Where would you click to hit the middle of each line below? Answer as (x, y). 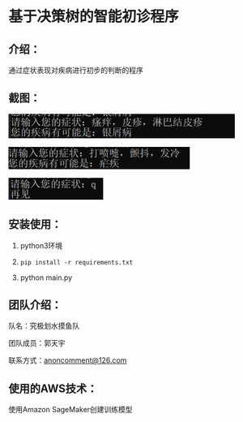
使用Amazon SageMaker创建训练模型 (70, 410)
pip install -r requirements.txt (77, 262)
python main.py (46, 278)
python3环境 (41, 245)
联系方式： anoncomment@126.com (68, 360)
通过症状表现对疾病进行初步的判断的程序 (76, 70)
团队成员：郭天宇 (37, 343)
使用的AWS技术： (53, 388)
